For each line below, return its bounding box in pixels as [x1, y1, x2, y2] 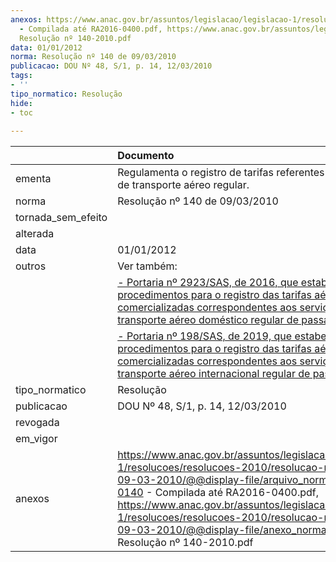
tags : [10, 71, 33, 81]
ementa [15, 172, 52, 186]
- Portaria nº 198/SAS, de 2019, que [117, 329, 293, 343]
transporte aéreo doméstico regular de [117, 313, 299, 327]
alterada [15, 227, 55, 241]
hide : [10, 98, 33, 108]
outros [15, 259, 47, 273]
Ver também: [117, 259, 178, 273]
